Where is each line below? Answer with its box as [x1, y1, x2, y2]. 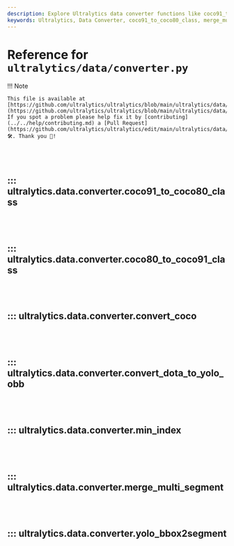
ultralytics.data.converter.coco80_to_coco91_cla [7, 253, 226, 265]
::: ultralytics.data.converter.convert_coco [7, 310, 197, 322]
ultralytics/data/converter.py [7, 61, 189, 75]
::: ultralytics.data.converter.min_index [7, 425, 182, 437]
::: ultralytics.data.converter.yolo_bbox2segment [7, 527, 227, 539]
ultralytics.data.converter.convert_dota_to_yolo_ [7, 367, 224, 379]
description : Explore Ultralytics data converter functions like [7, 10, 201, 17]
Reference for [7, 47, 88, 63]
